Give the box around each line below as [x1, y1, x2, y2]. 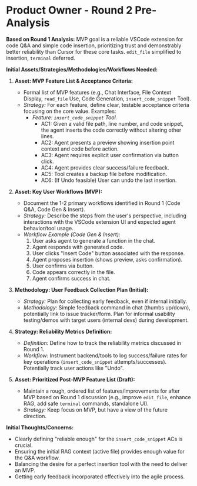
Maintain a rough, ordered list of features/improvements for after [23, 387, 181, 394]
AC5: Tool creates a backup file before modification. [41, 170, 168, 177]
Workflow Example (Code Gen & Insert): [23, 231, 121, 238]
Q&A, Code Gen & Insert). [23, 206, 85, 213]
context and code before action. [41, 145, 119, 152]
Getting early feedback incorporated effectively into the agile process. [14, 473, 185, 480]
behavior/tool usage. [23, 224, 74, 231]
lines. [41, 132, 54, 139]
